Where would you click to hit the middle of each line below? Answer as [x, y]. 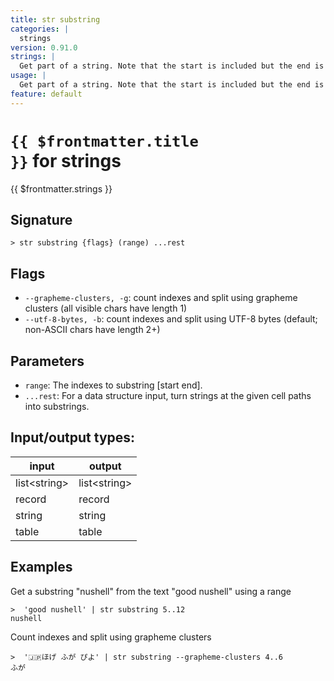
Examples [41, 567]
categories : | [40, 29]
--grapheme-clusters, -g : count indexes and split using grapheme [161, 298]
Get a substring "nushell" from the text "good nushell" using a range [151, 591]
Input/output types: [73, 437]
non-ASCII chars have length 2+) [92, 330]
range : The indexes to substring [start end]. [113, 385]
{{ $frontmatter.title [104, 141]
